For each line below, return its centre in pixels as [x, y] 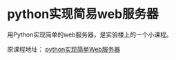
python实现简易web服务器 [83, 14]
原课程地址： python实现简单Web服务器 [64, 49]
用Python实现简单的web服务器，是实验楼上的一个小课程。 [90, 34]
